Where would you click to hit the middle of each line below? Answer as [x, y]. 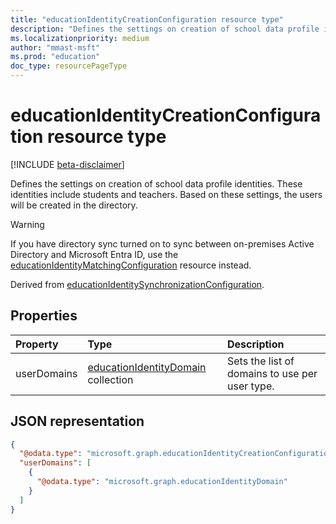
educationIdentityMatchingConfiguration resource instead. [131, 265]
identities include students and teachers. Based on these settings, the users [166, 194]
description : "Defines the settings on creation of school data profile [165, 29]
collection [110, 379]
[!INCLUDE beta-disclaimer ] [67, 164]
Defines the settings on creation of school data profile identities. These [156, 183]
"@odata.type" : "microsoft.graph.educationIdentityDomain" [162, 482]
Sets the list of [261, 361]
